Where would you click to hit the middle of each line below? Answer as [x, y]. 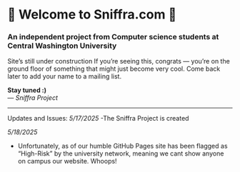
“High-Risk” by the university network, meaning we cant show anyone [121, 153]
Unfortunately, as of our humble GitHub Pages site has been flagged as [122, 146]
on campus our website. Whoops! [67, 161]
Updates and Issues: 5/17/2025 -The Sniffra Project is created [98, 118]
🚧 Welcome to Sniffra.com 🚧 [92, 15]
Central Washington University [62, 46]
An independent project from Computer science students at [113, 37]
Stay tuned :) [27, 90]
